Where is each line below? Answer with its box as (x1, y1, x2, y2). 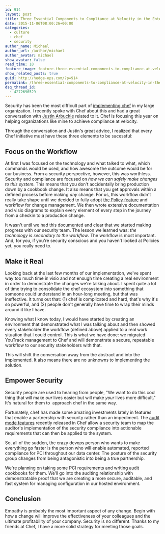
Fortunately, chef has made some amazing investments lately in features (5, 409, 152, 415)
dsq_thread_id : (5, 84, 36, 90)
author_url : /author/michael (5, 48, 65, 53)
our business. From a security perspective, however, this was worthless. (5, 171, 151, 177)
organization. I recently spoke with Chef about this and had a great (5, 108, 140, 114)
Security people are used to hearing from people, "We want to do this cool (5, 389, 156, 395)
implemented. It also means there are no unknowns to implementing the (5, 357, 150, 363)
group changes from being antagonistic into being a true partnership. (5, 455, 145, 461)
